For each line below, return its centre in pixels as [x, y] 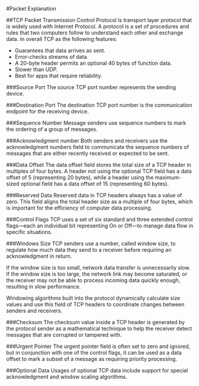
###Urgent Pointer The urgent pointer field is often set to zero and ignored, [98, 346]
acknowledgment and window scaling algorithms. [67, 377]
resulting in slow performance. [44, 287]
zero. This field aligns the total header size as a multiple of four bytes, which [99, 202]
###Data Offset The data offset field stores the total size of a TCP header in [99, 165]
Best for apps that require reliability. [59, 76]
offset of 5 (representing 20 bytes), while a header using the [80, 177]
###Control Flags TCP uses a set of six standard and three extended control [99, 219]
